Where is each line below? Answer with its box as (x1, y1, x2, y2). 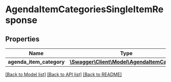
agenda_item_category (8, 59, 65, 65)
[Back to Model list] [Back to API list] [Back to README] (5, 71, 122, 77)
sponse (5, 14, 38, 26)
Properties (5, 35, 40, 43)
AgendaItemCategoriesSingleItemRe (5, 4, 164, 15)
